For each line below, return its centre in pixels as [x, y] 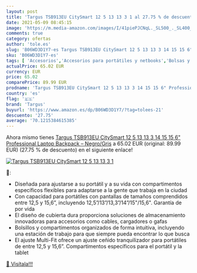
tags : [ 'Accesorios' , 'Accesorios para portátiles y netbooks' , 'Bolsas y [98, 60]
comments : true [25, 33]
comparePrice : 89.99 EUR [36, 83]
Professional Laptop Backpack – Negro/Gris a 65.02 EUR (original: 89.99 [94, 144]
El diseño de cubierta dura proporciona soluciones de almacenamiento [100, 215]
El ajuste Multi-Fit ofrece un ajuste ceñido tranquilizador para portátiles [100, 240]
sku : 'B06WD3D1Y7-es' [33, 55]
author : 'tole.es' [28, 45]
